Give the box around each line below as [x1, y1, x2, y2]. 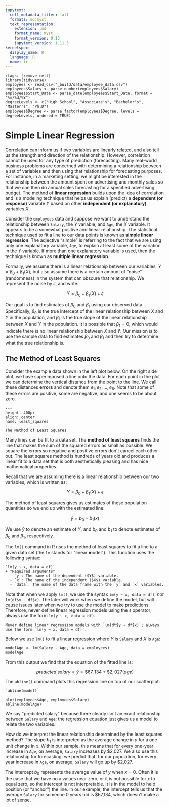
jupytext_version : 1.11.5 [14, 41, 69, 46]
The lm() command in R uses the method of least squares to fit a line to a [5, 543, 158, 550]
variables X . [5, 206, 30, 212]
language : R [10, 54, 35, 60]
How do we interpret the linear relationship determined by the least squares [5, 731, 163, 737]
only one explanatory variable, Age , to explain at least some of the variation [5, 243, 161, 249]
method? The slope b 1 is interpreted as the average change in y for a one [5, 736, 158, 744]
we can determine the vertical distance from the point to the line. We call [5, 379, 157, 385]
